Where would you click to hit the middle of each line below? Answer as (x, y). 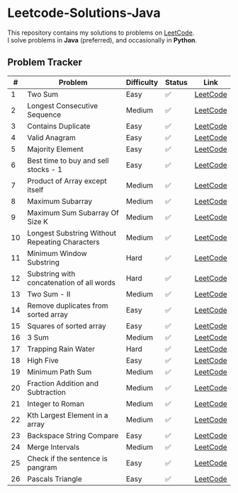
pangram (42, 467)
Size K (38, 221)
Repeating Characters (64, 242)
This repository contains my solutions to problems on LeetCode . (101, 33)
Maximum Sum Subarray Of (73, 212)
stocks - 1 (45, 169)
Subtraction (46, 392)
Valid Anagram (52, 137)
